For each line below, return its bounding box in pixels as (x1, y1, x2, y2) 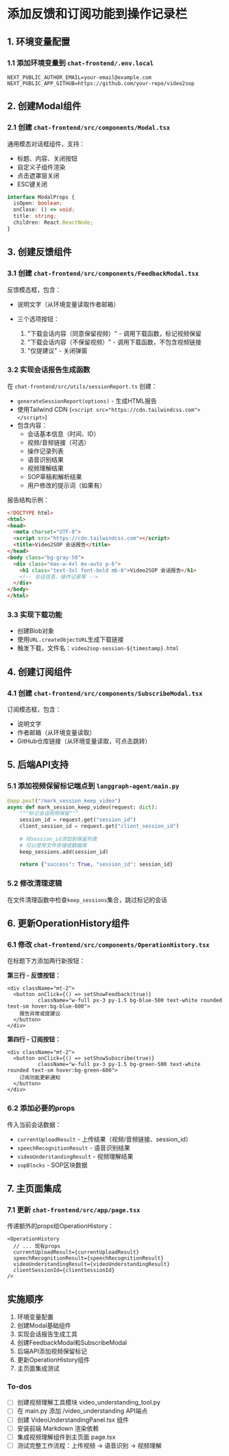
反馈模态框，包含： (7, 286, 62, 294)
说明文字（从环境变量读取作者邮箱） (16, 300, 120, 308)
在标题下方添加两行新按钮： (7, 957, 86, 965)
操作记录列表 (27, 447, 64, 455)
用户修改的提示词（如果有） (27, 481, 106, 489)
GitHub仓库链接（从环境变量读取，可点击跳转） (16, 737, 152, 746)
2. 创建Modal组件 (7, 100, 82, 112)
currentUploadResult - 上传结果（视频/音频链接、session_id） (16, 1135, 192, 1143)
